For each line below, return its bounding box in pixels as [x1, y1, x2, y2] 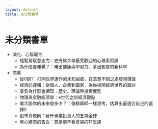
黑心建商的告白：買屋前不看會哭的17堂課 [19, 119, 102, 125]
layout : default [5, 7, 38, 12]
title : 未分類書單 [5, 12, 39, 17]
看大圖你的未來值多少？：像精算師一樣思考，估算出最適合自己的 [19, 101, 149, 106]
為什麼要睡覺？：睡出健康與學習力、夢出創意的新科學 [19, 64, 128, 70]
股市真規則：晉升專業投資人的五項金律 [19, 113, 97, 119]
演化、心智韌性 [12, 52, 43, 57]
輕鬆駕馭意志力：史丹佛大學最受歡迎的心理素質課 [19, 57, 119, 64]
